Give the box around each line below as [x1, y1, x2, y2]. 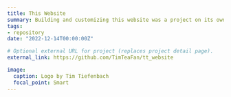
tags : [7, 23, 23, 29]
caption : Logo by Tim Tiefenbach [13, 72, 109, 79]
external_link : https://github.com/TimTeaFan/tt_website [7, 54, 174, 61]
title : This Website [7, 10, 67, 17]
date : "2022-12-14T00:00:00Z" [7, 36, 94, 42]
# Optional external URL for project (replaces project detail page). [7, 48, 214, 55]
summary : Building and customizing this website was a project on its [7, 16, 214, 23]
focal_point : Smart [13, 79, 69, 86]
